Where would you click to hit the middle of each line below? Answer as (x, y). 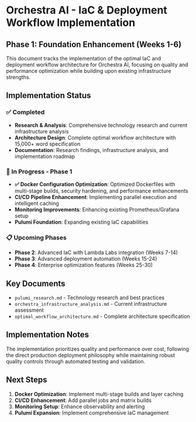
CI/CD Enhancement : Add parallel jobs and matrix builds (83, 400)
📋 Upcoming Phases (37, 237)
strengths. (18, 77)
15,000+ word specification (47, 144)
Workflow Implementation (71, 23)
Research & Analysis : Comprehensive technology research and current (101, 125)
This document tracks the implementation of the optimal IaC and (84, 58)
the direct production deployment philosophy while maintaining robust (91, 355)
